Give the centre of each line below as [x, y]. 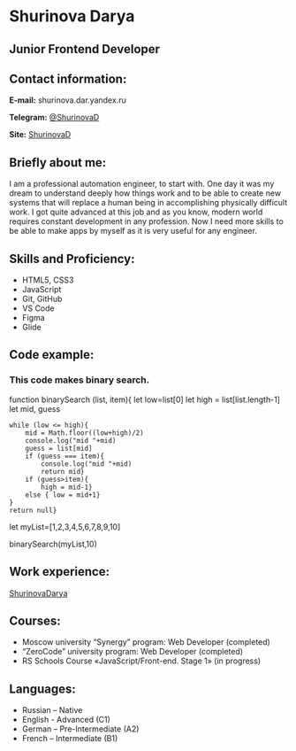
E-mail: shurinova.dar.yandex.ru [68, 100]
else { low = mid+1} [63, 495]
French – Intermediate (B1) [70, 739]
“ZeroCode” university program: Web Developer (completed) [133, 652]
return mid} [63, 471]
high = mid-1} [67, 487]
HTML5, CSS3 [48, 280]
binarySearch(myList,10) [53, 544]
